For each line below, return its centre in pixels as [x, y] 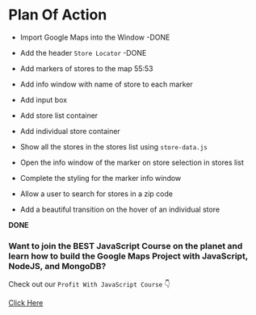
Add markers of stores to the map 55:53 [86, 68]
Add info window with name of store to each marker [107, 84]
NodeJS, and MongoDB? [57, 266]
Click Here [26, 303]
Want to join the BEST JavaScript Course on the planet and [126, 246]
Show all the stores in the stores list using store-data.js [113, 146]
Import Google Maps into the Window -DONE [95, 37]
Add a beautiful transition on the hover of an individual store [120, 209]
